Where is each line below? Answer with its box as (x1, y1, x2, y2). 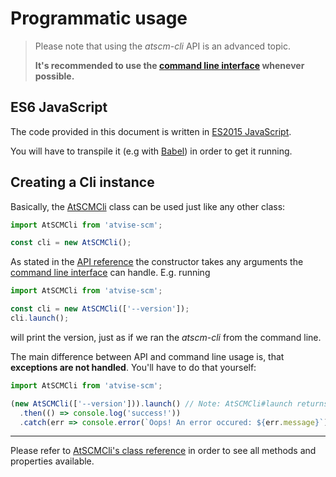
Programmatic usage (10, 7, 188, 30)
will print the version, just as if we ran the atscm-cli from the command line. (10, 331, 322, 343)
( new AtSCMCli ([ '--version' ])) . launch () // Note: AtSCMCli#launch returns (10, 398, 329, 409)
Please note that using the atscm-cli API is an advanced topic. (34, 40, 291, 52)
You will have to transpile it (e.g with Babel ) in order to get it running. (10, 145, 293, 157)
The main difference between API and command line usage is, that (10, 350, 285, 362)
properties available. (10, 455, 95, 467)
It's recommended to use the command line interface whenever (34, 59, 305, 71)
